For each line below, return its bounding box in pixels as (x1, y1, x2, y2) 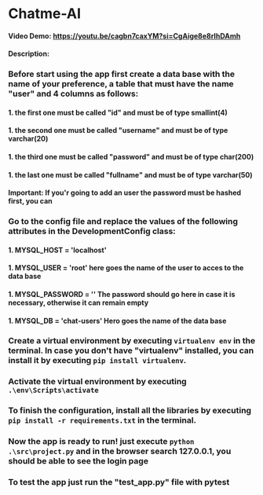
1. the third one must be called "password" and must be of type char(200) (8, 152, 254, 162)
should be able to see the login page (8, 456, 149, 467)
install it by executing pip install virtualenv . (8, 355, 187, 366)
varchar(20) (8, 134, 49, 144)
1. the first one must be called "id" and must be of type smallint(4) (8, 108, 228, 117)
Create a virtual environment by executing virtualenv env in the (8, 335, 256, 346)
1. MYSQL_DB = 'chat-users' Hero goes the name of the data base (8, 316, 227, 325)
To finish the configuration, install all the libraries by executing (8, 405, 252, 416)
